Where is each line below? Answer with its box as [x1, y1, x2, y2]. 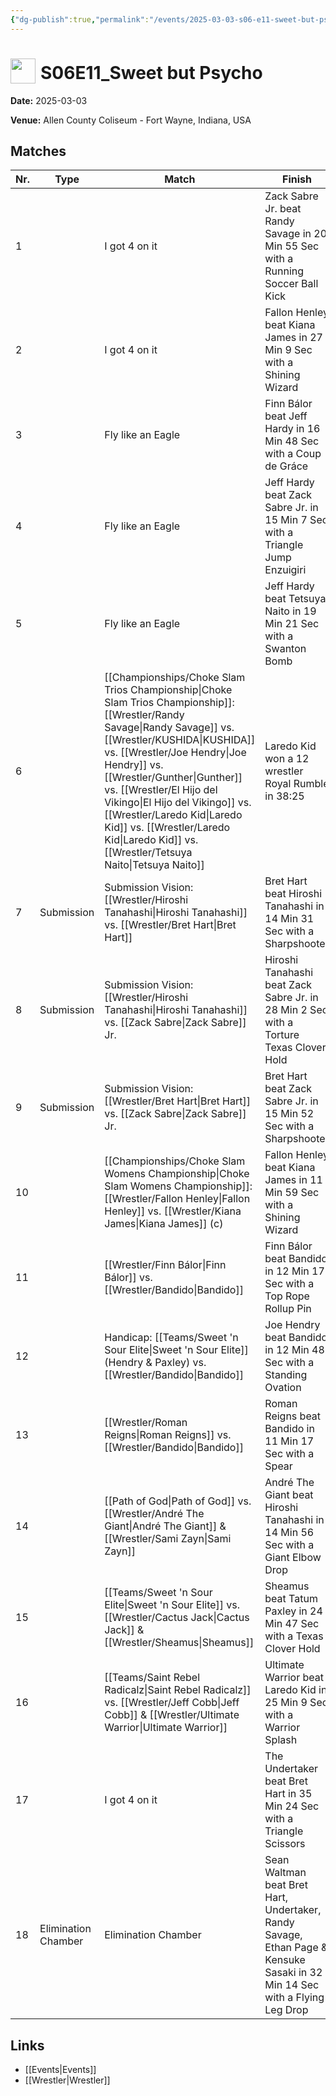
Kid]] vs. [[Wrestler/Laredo [104, 821, 231, 835]
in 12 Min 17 [264, 1264, 325, 1278]
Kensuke [264, 1953, 306, 1967]
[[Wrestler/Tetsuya [104, 846, 193, 860]
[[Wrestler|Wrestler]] [24, 2074, 111, 2086]
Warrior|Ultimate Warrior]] [104, 1721, 228, 1735]
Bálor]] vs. [104, 1271, 153, 1285]
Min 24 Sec [264, 1799, 320, 1813]
